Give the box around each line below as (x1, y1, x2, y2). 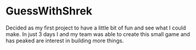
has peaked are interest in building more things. (5, 37, 124, 44)
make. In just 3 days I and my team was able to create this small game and (5, 30, 191, 37)
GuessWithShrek (5, 4, 93, 18)
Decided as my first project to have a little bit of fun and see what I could (5, 24, 186, 31)
